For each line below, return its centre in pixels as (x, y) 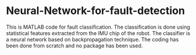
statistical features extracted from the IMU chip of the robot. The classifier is (98, 33)
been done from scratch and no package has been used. (75, 46)
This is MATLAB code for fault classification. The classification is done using (98, 27)
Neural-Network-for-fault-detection (96, 11)
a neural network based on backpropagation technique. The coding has (92, 39)
